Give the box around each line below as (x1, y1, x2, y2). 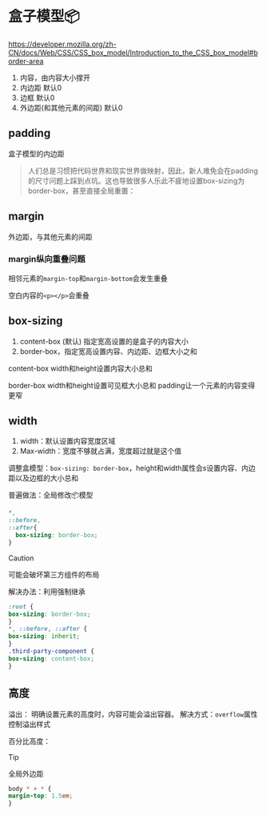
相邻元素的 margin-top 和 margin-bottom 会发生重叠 (8, 273, 168, 283)
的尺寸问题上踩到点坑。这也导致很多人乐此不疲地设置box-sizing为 (27, 175, 245, 185)
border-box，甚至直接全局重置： (27, 186, 136, 195)
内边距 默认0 (19, 82, 62, 92)
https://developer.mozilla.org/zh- (8, 39, 117, 49)
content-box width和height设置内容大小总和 (8, 363, 153, 373)
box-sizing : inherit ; (8, 632, 81, 640)
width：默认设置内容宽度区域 (19, 436, 116, 446)
